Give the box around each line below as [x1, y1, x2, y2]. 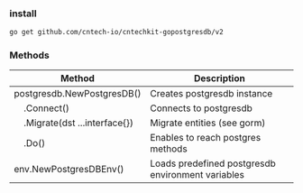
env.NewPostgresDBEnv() [14, 163, 124, 176]
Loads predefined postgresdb [150, 157, 277, 170]
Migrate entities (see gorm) [150, 116, 266, 129]
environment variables [150, 169, 245, 181]
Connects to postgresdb [150, 102, 252, 115]
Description [193, 72, 245, 85]
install [9, 7, 38, 20]
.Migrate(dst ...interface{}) [23, 116, 133, 129]
